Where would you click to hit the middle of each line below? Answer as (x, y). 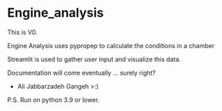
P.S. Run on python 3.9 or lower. (53, 100)
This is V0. (22, 32)
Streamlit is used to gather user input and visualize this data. (94, 59)
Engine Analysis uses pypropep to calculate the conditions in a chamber (111, 45)
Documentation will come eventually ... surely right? (81, 73)
